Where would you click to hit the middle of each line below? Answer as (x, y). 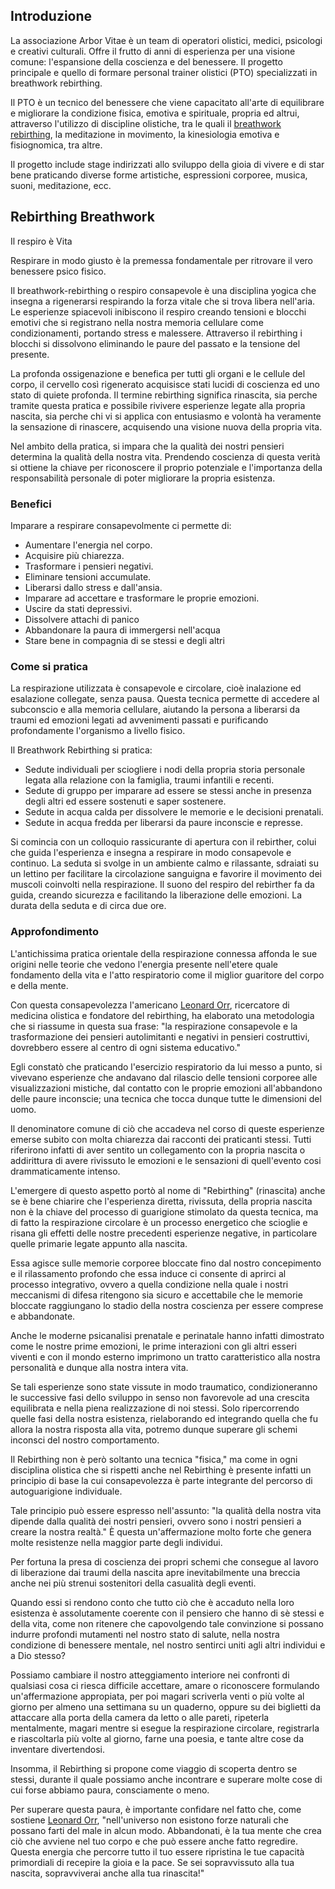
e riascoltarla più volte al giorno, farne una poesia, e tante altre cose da (157, 1738)
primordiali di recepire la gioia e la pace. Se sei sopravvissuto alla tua (152, 1862)
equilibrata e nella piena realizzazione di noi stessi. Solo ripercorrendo (155, 1408)
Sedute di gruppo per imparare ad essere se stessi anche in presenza (168, 791)
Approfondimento (54, 932)
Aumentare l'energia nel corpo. (88, 545)
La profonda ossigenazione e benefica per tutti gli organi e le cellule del (158, 373)
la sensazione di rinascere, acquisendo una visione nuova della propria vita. (166, 426)
